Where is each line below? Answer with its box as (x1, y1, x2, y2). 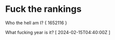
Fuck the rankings (5, 3, 82, 15)
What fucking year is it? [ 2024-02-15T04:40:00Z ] (5, 29, 110, 35)
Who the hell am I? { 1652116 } (5, 20, 67, 26)
